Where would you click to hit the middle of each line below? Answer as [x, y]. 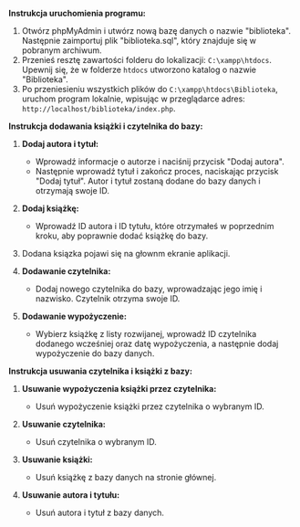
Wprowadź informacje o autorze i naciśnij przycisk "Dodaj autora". [160, 162]
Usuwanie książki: [57, 459]
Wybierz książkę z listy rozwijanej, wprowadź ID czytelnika [146, 334]
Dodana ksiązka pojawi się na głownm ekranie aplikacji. [126, 253]
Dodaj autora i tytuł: [60, 144]
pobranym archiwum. [62, 50]
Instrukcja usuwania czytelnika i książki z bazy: [101, 371]
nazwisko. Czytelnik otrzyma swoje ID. [108, 299]
